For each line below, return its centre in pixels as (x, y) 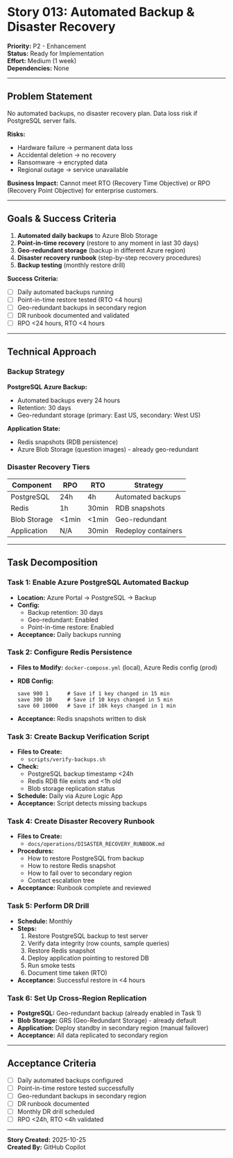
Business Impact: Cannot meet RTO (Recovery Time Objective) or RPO (109, 183)
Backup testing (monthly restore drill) (71, 265)
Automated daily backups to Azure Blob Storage (87, 235)
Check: (28, 767)
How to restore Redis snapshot (71, 866)
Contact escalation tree (61, 880)
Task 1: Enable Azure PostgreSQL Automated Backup (98, 582)
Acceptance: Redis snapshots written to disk (82, 718)
